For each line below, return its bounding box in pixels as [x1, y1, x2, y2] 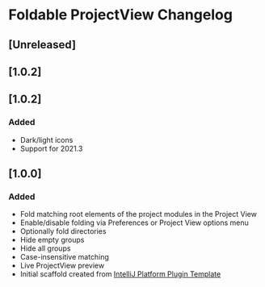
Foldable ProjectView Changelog [8, 6, 233, 24]
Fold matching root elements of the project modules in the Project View [19, 210, 257, 219]
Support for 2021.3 [19, 143, 83, 153]
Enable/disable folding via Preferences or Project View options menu [19, 218, 249, 227]
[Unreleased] [8, 38, 77, 52]
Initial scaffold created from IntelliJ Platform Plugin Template [19, 269, 221, 279]
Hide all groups [19, 243, 71, 253]
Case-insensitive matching [19, 252, 109, 262]
